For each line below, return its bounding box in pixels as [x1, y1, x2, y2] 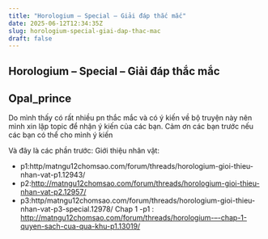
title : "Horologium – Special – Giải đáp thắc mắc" [8, 11, 186, 20]
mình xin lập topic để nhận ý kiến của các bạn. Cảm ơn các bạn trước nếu [8, 122, 253, 132]
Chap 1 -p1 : [114, 204, 155, 214]
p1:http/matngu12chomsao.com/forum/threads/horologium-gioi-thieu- [19, 161, 253, 171]
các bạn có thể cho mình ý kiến [8, 130, 113, 140]
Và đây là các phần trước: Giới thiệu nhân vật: [8, 146, 160, 156]
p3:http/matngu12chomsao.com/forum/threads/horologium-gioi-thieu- [19, 195, 256, 206]
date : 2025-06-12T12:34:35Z [8, 19, 104, 27]
